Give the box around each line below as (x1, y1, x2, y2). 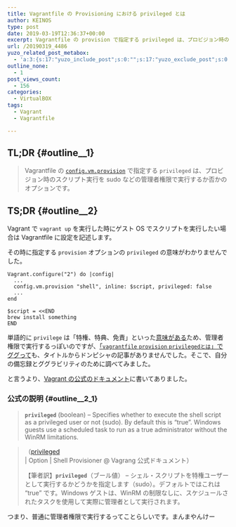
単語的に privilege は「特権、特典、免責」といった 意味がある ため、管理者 (7, 333, 224, 341)
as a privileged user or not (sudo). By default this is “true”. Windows (24, 417, 221, 426)
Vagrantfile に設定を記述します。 (20, 233, 116, 242)
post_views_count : (7, 75, 61, 83)
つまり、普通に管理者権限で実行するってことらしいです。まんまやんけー (7, 512, 216, 521)
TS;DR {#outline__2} (7, 204, 98, 216)
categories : (7, 89, 42, 96)
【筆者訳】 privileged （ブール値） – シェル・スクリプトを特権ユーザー (24, 471, 229, 479)
